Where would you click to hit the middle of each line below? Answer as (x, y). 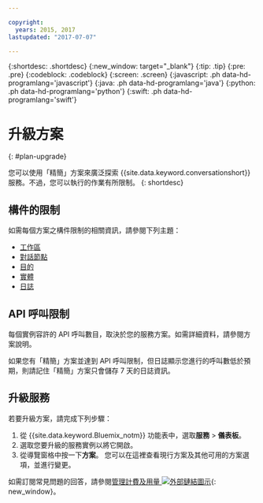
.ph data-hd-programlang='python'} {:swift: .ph (85, 91)
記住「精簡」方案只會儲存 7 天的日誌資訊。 (105, 371)
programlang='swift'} (43, 100)
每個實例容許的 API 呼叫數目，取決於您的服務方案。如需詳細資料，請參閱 (126, 334)
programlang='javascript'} (50, 83)
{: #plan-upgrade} (37, 156)
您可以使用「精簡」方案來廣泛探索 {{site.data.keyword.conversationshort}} (130, 173)
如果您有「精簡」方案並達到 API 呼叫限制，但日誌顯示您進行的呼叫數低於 (126, 360)
